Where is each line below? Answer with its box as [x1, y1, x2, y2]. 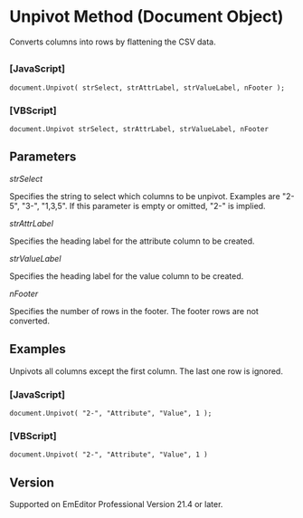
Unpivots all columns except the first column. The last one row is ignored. [9, 365, 283, 377]
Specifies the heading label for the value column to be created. [9, 270, 244, 282]
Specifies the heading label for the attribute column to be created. [9, 235, 255, 246]
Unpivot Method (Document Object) [9, 6, 284, 27]
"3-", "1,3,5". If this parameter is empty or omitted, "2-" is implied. [21, 200, 266, 211]
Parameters [9, 149, 77, 165]
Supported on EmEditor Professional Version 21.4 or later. [9, 499, 223, 510]
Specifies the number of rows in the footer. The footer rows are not [9, 305, 260, 316]
